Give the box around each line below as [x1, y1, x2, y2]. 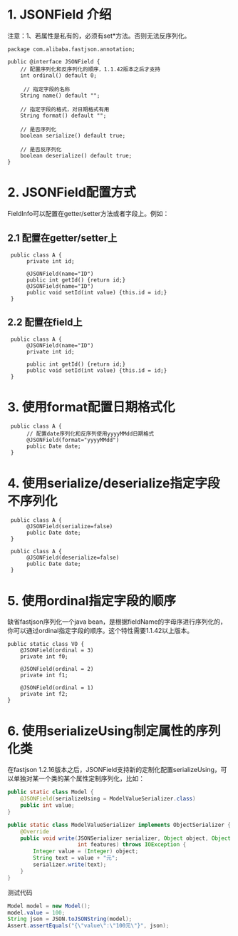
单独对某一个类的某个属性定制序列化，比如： [13, 774, 145, 783]
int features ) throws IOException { [77, 841, 187, 848]
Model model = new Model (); [7, 902, 91, 910]
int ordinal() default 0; [20, 72, 98, 79]
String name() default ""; [20, 92, 100, 99]
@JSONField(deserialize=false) [26, 554, 120, 562]
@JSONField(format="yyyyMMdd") [26, 436, 120, 444]
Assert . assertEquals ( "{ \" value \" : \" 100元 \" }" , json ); [7, 922, 170, 930]
